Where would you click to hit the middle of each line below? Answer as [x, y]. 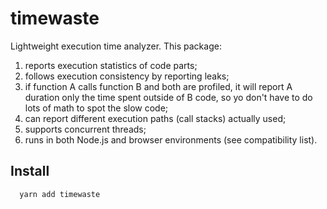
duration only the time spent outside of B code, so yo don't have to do [168, 97]
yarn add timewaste [60, 194]
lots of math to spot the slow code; [96, 108]
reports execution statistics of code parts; [111, 65]
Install [30, 171]
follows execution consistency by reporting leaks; [127, 76]
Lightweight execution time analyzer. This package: [116, 46]
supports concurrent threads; [85, 129]
